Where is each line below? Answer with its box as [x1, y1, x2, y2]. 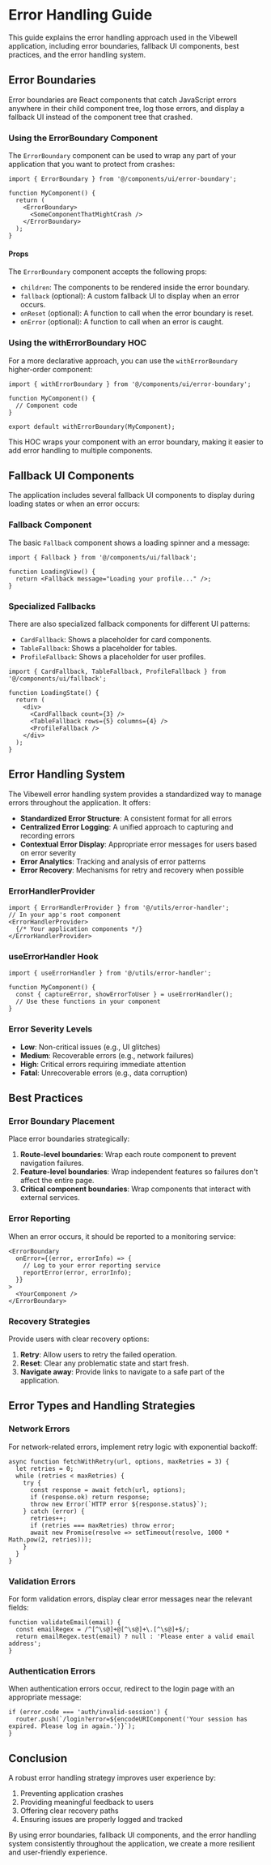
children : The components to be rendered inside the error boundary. [19, 282, 251, 293]
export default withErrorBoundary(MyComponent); [8, 422, 176, 431]
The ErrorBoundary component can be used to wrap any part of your [8, 151, 236, 161]
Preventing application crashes [19, 1789, 124, 1799]
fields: [8, 1602, 30, 1612]
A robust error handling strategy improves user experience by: [8, 1773, 216, 1783]
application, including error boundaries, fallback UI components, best [8, 41, 239, 50]
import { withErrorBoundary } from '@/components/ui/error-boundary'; [8, 379, 252, 388]
